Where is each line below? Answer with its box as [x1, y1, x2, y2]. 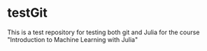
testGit [7, 5, 48, 21]
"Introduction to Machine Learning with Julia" [7, 35, 138, 43]
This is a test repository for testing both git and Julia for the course [7, 28, 200, 36]
